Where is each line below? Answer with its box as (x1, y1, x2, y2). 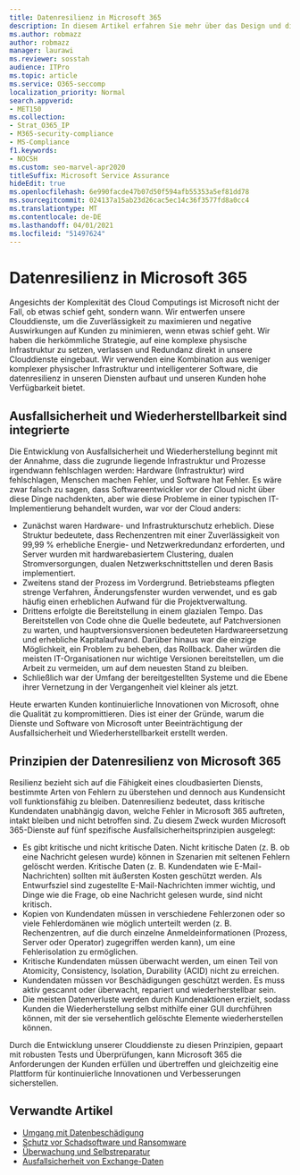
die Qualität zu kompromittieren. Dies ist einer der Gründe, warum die (9, 709, 265, 719)
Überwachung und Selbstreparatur (21, 1146, 151, 1157)
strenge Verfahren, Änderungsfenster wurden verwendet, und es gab (21, 587, 278, 598)
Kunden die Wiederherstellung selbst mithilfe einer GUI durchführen (21, 1003, 272, 1014)
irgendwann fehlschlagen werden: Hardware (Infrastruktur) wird (9, 466, 245, 476)
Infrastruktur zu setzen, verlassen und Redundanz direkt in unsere (9, 345, 253, 356)
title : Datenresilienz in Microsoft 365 (9, 13, 162, 22)
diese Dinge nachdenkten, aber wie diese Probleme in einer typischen (9, 493, 267, 505)
